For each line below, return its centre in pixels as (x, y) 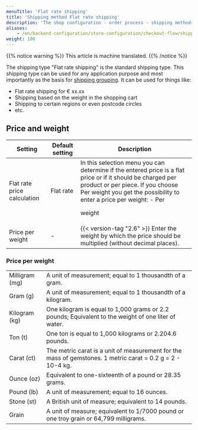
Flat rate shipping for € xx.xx (49, 91)
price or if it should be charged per (128, 177)
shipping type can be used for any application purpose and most (85, 74)
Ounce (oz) (25, 379)
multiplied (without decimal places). (130, 243)
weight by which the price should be (131, 236)
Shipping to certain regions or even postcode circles (78, 104)
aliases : (17, 28)
